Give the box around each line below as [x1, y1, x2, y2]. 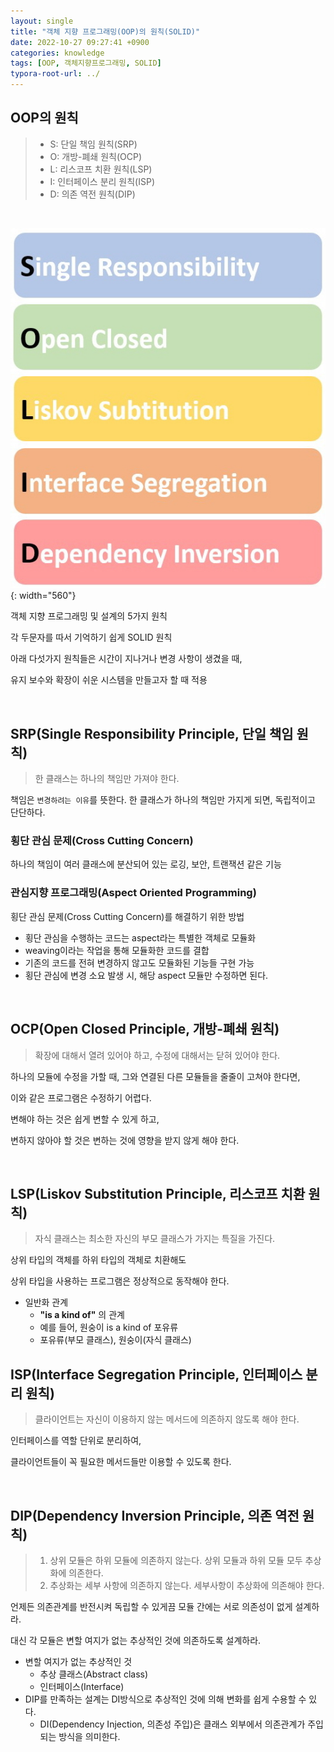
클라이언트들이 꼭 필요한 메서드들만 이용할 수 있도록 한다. [10, 1456, 232, 1468]
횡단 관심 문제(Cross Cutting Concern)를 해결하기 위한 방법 [10, 910, 245, 922]
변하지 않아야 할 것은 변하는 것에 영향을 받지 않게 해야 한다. [10, 1134, 240, 1146]
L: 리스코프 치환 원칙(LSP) [49, 163, 153, 175]
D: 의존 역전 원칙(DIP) [49, 188, 136, 200]
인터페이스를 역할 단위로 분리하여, [10, 1435, 142, 1447]
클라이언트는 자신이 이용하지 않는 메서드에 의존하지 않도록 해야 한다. [34, 1413, 300, 1425]
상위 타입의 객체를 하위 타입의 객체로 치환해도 [10, 1254, 187, 1266]
